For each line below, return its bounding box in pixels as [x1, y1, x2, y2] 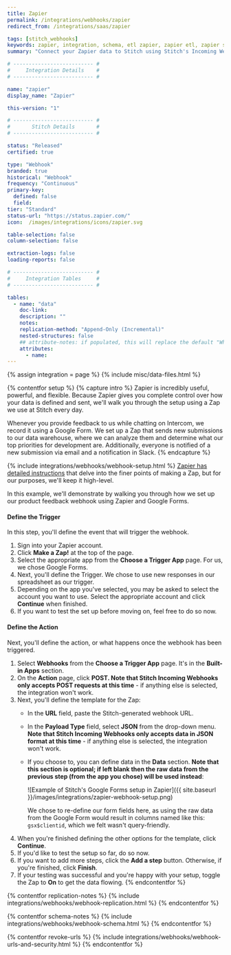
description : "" [19, 313, 67, 320]
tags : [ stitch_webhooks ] [7, 35, 78, 42]
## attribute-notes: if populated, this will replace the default [19, 339, 214, 346]
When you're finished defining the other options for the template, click [16, 834, 217, 842]
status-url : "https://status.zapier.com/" [7, 212, 131, 219]
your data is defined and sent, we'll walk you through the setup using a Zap [7, 399, 221, 407]
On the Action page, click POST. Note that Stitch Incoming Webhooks [16, 673, 219, 682]
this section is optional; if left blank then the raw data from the [27, 765, 209, 773]
